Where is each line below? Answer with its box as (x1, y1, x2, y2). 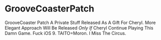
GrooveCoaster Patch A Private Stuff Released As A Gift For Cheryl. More (5, 19, 156, 25)
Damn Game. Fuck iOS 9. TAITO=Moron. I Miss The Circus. (5, 30, 126, 36)
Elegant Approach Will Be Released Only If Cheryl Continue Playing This (5, 24, 153, 30)
